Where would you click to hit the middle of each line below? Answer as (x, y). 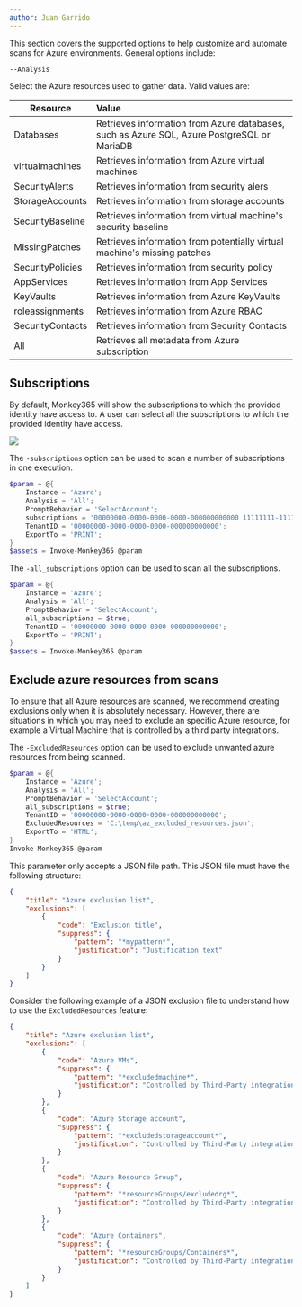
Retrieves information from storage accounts (190, 200)
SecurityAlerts (44, 186)
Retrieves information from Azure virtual (180, 160)
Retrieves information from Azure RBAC (179, 311)
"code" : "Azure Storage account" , (122, 1119)
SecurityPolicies (48, 267)
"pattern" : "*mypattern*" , (124, 942)
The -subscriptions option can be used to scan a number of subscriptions (147, 458)
